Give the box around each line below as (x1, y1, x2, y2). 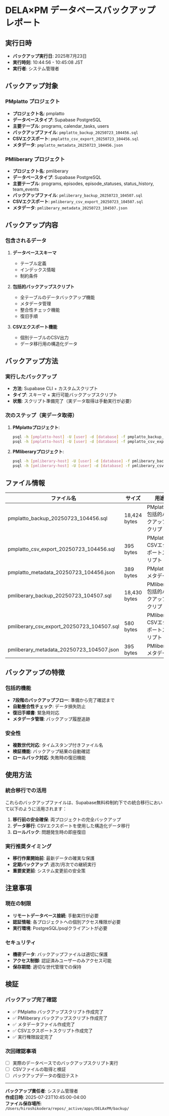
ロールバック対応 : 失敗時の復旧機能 (12, 755, 86, 761)
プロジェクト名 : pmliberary (12, 168, 69, 174)
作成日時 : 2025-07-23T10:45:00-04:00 (5, 1094, 87, 1100)
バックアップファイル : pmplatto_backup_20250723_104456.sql (12, 129, 138, 135)
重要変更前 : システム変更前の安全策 (12, 868, 86, 874)
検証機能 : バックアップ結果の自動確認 (12, 748, 91, 754)
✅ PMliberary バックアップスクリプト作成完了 (12, 1015, 108, 1021)
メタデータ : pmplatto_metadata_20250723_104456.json (12, 142, 123, 148)
